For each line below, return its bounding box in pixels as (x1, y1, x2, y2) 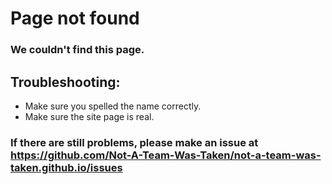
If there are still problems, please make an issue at (10, 135, 259, 149)
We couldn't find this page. (10, 43, 145, 57)
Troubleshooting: (10, 73, 121, 91)
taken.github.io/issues (10, 160, 123, 174)
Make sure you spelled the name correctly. (24, 100, 202, 112)
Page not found (10, 7, 140, 30)
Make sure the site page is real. (24, 110, 155, 122)
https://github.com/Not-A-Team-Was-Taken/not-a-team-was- (10, 148, 322, 162)
